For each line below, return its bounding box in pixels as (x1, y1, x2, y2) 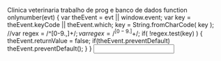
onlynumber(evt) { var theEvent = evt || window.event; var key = (7, 13, 192, 21)
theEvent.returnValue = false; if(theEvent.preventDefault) (7, 36, 171, 44)
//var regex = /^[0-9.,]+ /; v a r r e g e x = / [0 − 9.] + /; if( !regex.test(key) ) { (7, 28, 204, 37)
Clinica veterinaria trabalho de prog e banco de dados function (7, 6, 188, 14)
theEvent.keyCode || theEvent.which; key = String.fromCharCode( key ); (7, 21, 215, 28)
